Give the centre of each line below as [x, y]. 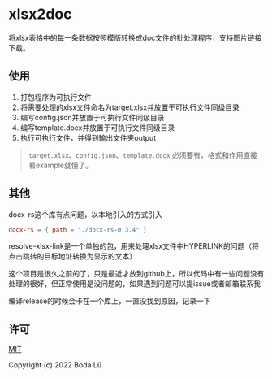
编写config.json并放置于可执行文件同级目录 [92, 117]
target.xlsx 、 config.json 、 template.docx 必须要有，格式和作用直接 [143, 154]
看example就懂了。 [60, 165]
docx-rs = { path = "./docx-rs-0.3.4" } [78, 230]
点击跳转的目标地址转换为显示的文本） [72, 256]
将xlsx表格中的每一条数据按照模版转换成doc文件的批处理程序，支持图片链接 [135, 37]
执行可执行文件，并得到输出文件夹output [88, 137]
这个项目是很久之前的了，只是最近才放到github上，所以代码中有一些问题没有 [136, 274]
